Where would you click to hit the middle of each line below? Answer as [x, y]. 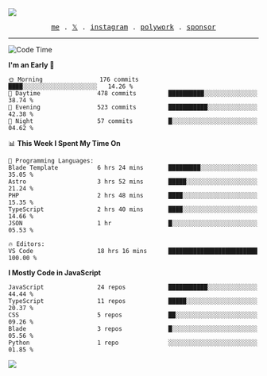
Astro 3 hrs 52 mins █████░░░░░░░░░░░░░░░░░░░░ [133, 182]
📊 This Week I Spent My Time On [64, 143]
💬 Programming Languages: [51, 161]
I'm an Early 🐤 [31, 65]
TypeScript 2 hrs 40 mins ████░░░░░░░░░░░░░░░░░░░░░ [133, 209]
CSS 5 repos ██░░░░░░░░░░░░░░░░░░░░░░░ [133, 315]
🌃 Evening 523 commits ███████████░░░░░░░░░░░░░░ [133, 107]
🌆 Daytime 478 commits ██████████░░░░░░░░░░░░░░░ [133, 94]
